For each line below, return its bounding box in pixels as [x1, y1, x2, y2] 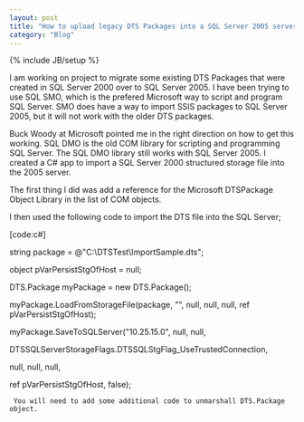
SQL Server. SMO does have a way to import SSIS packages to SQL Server [9, 101, 288, 112]
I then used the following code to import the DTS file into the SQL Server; [9, 212, 281, 223]
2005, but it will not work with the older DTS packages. [9, 110, 214, 122]
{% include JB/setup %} [9, 55, 100, 66]
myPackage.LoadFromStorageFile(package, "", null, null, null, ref [9, 300, 251, 311]
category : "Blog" [9, 30, 75, 39]
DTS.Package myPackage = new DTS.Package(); [9, 282, 192, 293]
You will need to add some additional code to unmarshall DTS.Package [13, 397, 285, 406]
